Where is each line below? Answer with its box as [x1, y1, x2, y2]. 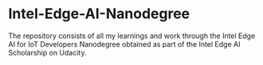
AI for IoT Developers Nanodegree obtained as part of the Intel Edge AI [8, 39, 241, 48]
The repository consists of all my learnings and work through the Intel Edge [8, 31, 256, 40]
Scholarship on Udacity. [8, 48, 87, 57]
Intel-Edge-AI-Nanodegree [8, 5, 190, 23]
